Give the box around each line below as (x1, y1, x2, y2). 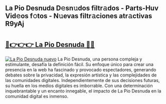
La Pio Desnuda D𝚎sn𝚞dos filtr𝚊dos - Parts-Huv (5, 4, 159, 12)
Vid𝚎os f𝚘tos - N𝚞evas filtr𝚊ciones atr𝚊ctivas (5, 12, 152, 20)
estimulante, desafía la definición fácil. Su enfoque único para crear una (5, 61, 154, 67)
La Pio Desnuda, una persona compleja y (57, 56, 142, 62)
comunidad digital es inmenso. (5, 93, 69, 99)
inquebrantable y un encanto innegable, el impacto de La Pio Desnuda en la (5, 88, 161, 94)
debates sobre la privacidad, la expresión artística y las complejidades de (5, 72, 157, 78)
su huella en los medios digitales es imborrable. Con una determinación (5, 82, 153, 88)
